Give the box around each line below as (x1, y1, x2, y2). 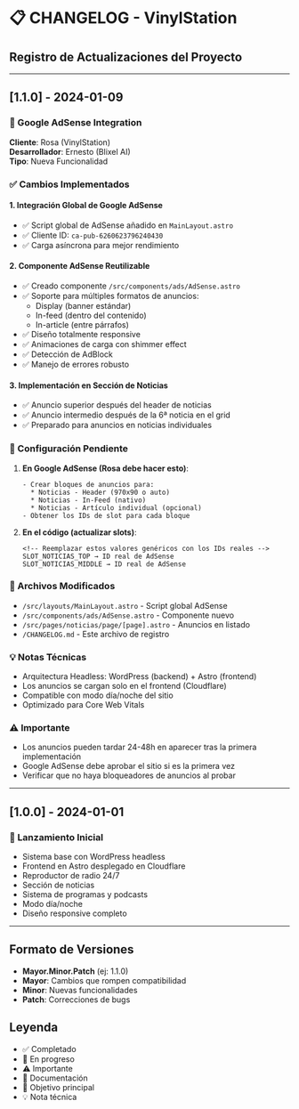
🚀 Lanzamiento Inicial (9, 830, 104, 843)
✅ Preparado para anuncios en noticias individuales (21, 420, 212, 431)
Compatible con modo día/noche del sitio (21, 690, 174, 700)
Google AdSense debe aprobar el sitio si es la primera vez (21, 761, 236, 772)
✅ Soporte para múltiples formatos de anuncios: (21, 291, 199, 302)
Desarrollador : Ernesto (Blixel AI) (9, 146, 131, 157)
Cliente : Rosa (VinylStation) (9, 136, 111, 148)
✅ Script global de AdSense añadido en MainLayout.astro (21, 220, 234, 231)
